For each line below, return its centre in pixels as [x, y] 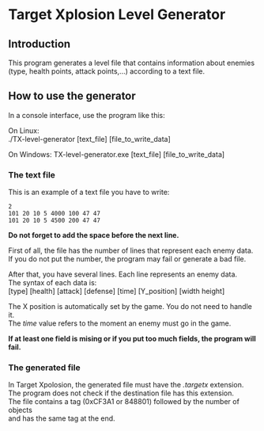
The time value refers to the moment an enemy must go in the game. [120, 323]
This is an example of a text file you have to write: [89, 193]
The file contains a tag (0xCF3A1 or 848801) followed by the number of [124, 402]
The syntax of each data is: [53, 283]
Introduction [40, 44]
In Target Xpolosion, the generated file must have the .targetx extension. [126, 385]
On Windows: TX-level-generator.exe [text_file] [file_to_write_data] [117, 154]
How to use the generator [72, 96]
